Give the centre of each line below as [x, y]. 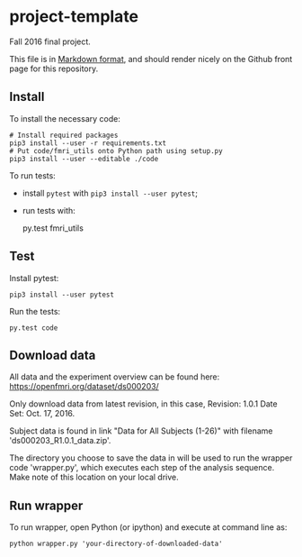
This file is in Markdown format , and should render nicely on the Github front [151, 59]
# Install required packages [64, 135]
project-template [74, 17]
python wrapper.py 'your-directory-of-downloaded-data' [116, 544]
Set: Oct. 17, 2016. [42, 414]
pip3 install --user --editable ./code [84, 159]
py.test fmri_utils [53, 228]
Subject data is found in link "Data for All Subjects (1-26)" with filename [141, 431]
